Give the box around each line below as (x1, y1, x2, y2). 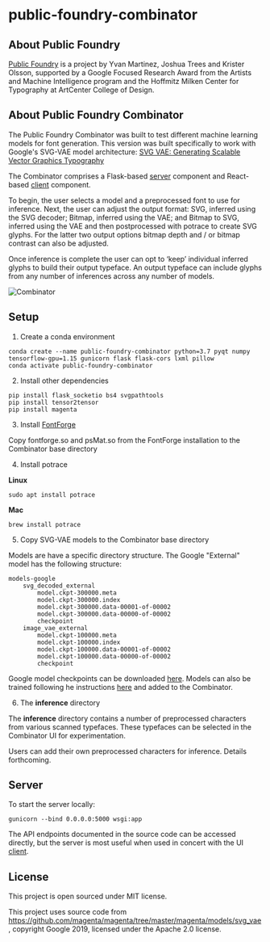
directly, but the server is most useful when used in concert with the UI (8, 838, 244, 847)
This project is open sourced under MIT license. (8, 891, 168, 902)
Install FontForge (19, 419, 77, 429)
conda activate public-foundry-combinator (8, 361, 153, 369)
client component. (31, 179, 91, 189)
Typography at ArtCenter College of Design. (8, 85, 155, 95)
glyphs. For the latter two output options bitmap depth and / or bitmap (8, 229, 240, 239)
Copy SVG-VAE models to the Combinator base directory (19, 535, 210, 545)
